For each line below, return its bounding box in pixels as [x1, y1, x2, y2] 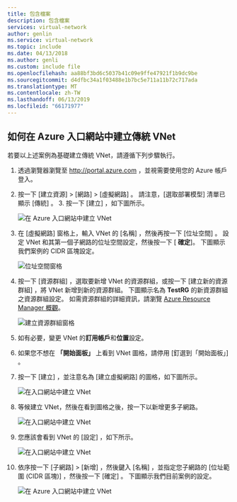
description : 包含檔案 [7, 17, 70, 24]
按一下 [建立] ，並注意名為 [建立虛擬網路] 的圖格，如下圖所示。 [17, 372, 202, 381]
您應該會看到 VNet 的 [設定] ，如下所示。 [17, 433, 137, 441]
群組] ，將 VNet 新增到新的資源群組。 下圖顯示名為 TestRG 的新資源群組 [17, 285, 229, 294]
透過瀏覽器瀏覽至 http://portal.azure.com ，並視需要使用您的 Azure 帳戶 [17, 166, 228, 174]
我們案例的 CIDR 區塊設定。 [17, 246, 98, 255]
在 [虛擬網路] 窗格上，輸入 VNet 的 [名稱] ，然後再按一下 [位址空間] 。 [17, 228, 221, 238]
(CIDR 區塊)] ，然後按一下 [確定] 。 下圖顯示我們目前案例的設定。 [25, 472, 216, 480]
